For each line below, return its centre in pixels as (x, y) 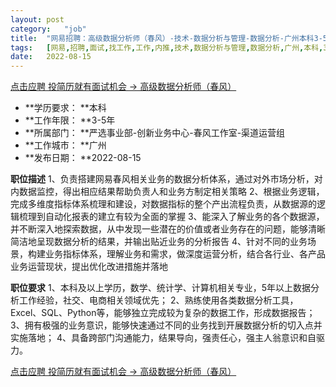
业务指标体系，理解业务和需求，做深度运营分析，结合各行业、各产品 (185, 254)
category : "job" (48, 29)
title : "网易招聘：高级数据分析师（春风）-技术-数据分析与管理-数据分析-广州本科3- (166, 38)
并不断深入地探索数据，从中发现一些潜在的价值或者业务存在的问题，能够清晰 (168, 229)
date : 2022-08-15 (51, 57)
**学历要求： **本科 (65, 108)
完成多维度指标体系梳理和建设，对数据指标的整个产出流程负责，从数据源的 (163, 204)
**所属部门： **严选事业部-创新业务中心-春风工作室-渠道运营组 (155, 133)
